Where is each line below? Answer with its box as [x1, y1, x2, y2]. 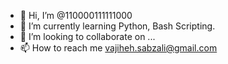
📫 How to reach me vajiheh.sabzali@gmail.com [19, 42, 218, 54]
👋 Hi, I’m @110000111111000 [19, 10, 133, 21]
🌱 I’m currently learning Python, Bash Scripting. [19, 20, 216, 32]
